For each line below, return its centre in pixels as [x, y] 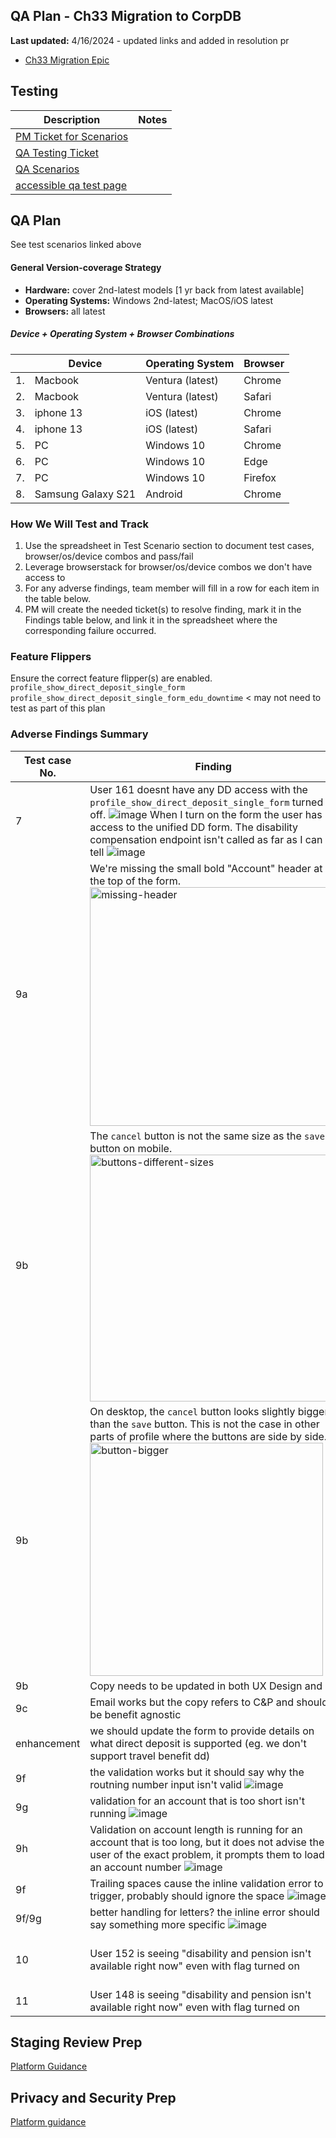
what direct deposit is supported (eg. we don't [198, 1743]
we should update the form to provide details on [202, 1731]
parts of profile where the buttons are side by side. [208, 1436]
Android [164, 494]
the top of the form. [135, 881]
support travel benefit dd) [150, 1756]
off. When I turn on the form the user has [206, 814]
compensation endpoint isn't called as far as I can [206, 839]
